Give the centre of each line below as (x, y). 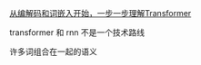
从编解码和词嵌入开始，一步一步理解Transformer (100, 13)
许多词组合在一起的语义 (53, 51)
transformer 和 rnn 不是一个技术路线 (77, 32)
